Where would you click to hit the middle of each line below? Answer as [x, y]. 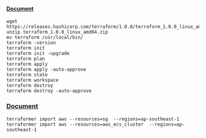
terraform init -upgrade [38, 54]
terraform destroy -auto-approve [49, 91]
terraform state [27, 75]
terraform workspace [33, 80]
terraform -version [31, 43]
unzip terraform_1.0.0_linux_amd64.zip [57, 32]
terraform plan [26, 59]
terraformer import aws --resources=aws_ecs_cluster [75, 124]
